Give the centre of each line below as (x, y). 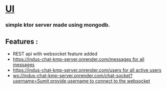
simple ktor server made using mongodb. (58, 25)
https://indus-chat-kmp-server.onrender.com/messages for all (78, 59)
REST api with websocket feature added (55, 54)
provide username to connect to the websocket (100, 81)
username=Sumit (31, 81)
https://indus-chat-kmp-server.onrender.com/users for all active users (87, 70)
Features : (22, 41)
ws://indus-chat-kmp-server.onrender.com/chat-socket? (73, 75)
